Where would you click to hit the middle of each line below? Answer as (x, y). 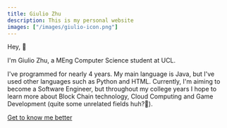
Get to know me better (40, 117)
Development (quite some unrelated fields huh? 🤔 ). (80, 104)
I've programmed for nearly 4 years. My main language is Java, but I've (111, 74)
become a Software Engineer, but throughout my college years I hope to (112, 89)
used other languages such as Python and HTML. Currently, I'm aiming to (114, 82)
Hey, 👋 (17, 47)
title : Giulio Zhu (34, 14)
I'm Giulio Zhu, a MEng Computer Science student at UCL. (92, 60)
